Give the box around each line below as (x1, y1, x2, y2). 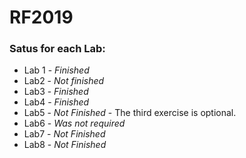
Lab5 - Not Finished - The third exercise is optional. (23, 107, 237, 119)
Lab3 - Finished (23, 86, 89, 98)
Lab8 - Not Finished (23, 139, 107, 151)
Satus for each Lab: (9, 42, 106, 56)
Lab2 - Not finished (23, 75, 105, 87)
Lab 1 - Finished (23, 64, 90, 76)
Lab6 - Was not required (23, 117, 126, 130)
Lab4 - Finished (23, 96, 90, 108)
